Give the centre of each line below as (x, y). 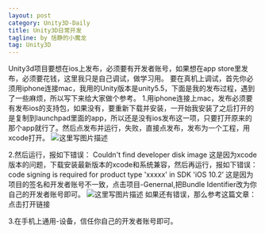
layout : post (30, 15)
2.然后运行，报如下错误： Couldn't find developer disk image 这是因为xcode (133, 155)
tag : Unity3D (30, 45)
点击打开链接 (29, 204)
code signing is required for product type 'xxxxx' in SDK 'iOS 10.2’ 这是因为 (131, 174)
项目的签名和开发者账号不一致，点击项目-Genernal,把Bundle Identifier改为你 (133, 185)
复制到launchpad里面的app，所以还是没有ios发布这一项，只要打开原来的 (133, 118)
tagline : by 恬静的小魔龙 (48, 38)
